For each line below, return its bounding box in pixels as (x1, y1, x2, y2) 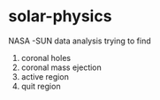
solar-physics (8, 6, 112, 27)
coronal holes (20, 52, 72, 63)
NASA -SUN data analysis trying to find (8, 35, 151, 46)
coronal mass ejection (20, 62, 103, 73)
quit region (20, 81, 61, 91)
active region (20, 71, 70, 81)
